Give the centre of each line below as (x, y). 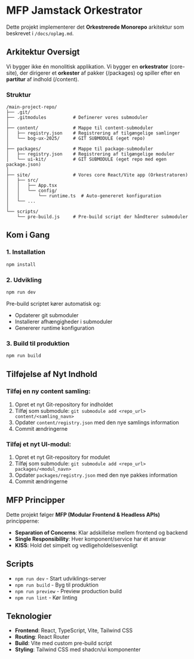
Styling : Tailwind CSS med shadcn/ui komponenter (78, 649)
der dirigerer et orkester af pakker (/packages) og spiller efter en (100, 73)
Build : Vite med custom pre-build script (63, 643)
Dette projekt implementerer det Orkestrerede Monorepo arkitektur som (95, 27)
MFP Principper (36, 500)
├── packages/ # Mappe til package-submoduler (80, 149)
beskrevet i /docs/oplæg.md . (40, 33)
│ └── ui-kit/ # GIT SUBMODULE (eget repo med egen (87, 160)
